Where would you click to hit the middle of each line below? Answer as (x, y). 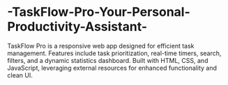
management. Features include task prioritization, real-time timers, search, (114, 53)
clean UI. (20, 75)
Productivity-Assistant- (77, 27)
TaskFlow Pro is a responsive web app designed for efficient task (101, 46)
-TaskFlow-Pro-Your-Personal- (99, 12)
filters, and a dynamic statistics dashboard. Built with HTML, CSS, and (108, 60)
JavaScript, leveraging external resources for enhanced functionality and (112, 68)
